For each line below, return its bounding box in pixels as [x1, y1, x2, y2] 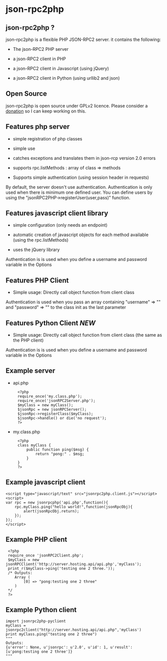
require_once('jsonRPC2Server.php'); [17, 398, 96, 403]
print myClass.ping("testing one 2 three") [5, 632, 97, 637]
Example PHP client [5, 535, 68, 544]
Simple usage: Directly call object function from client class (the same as [12, 332, 162, 338]
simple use [12, 145, 35, 151]
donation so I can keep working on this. [5, 108, 86, 114]
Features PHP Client [5, 276, 69, 284]
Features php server [5, 123, 70, 131]
